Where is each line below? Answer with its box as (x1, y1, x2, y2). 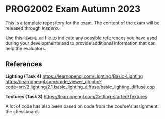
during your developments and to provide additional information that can (5, 40, 156, 46)
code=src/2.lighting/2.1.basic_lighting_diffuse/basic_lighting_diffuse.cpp (5, 84, 155, 90)
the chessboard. (5, 108, 39, 114)
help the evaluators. (5, 45, 46, 51)
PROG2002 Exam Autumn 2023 (5, 3, 141, 15)
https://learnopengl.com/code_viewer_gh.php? (5, 78, 102, 84)
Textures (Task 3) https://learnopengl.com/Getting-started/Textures (5, 93, 147, 99)
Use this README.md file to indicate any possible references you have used (5, 35, 157, 41)
